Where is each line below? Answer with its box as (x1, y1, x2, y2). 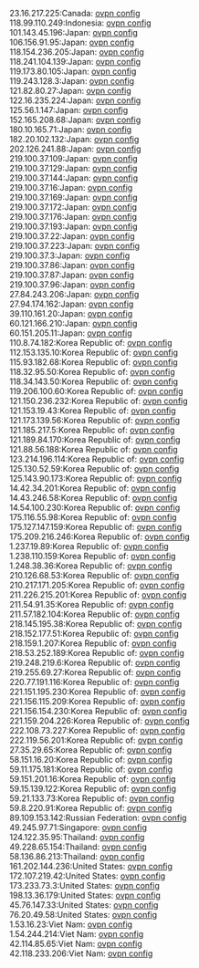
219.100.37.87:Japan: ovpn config (9, 269, 134, 280)
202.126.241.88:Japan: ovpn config (9, 143, 141, 154)
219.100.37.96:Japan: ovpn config (9, 279, 135, 290)
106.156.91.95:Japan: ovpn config (9, 36, 135, 47)
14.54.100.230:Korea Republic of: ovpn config (9, 502, 181, 513)
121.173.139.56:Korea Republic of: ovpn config (9, 415, 181, 425)
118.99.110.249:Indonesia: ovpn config (9, 17, 152, 28)
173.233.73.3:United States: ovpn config (9, 880, 160, 890)
